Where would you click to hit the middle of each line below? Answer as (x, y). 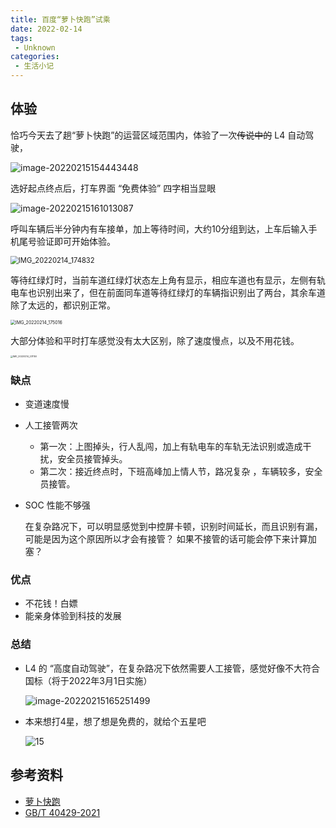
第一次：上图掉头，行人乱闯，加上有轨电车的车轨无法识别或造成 (171, 447)
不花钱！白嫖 (51, 603)
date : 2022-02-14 (46, 29)
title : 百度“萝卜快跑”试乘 (60, 19)
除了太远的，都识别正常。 (63, 305)
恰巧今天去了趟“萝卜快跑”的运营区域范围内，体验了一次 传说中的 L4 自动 (158, 135)
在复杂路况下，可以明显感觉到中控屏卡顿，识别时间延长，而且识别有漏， (173, 527)
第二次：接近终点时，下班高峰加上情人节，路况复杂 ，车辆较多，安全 (181, 472)
